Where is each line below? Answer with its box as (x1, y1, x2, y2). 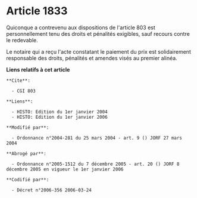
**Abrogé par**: (6, 150, 46, 156)
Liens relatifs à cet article (6, 66, 70, 73)
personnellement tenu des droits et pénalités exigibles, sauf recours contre (6, 30, 190, 37)
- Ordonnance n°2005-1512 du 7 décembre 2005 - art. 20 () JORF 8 (11, 161, 180, 167)
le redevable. (6, 36, 38, 44)
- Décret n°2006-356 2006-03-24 (11, 187, 92, 193)
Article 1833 (6, 4, 68, 18)
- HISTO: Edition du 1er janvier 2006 (11, 114, 108, 120)
